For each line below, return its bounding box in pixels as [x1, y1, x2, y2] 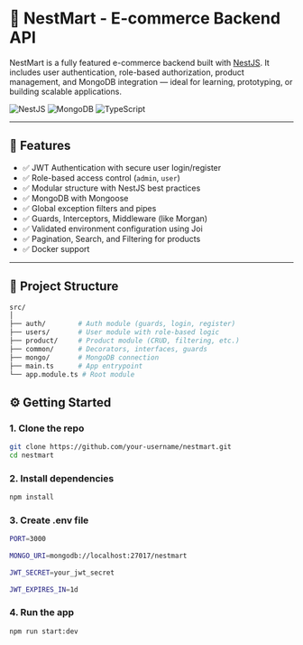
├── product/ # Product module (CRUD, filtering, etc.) [9, 336, 241, 346]
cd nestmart [9, 451, 54, 460]
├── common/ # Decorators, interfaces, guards [9, 344, 207, 353]
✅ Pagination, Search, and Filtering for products [22, 233, 201, 244]
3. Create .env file [9, 514, 89, 527]
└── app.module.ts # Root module [9, 369, 135, 379]
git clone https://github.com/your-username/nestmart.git [9, 443, 232, 452]
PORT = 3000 [9, 535, 47, 544]
